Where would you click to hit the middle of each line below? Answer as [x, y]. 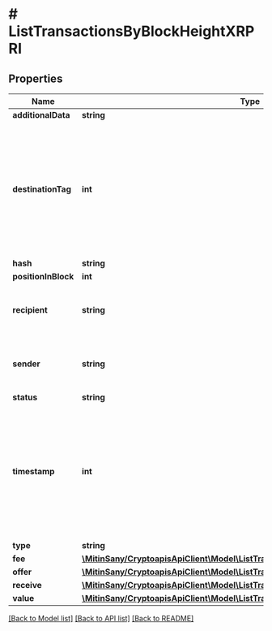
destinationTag [42, 189]
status [25, 397]
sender [26, 364]
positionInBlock [43, 277]
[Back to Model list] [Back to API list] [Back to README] [101, 618]
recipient [30, 310]
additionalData [41, 115]
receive [27, 585]
